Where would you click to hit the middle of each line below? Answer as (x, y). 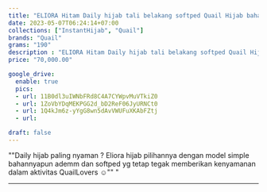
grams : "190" (30, 45)
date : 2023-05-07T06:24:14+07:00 (64, 23)
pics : (25, 89)
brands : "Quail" (35, 38)
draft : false (30, 133)
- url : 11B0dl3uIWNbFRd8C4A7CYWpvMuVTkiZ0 (87, 96)
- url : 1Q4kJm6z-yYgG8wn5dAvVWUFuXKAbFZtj (87, 111)
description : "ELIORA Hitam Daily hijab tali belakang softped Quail (128, 52)
